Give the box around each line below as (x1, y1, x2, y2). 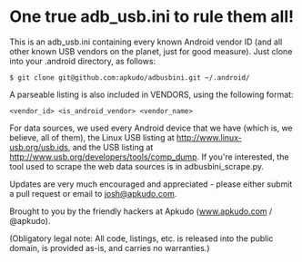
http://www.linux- (176, 131, 243, 142)
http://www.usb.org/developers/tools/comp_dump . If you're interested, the (9, 151, 289, 162)
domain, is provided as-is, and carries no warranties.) (9, 242, 211, 253)
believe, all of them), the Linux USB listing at (9, 131, 175, 142)
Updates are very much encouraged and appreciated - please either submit (9, 179, 293, 189)
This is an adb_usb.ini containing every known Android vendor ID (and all (9, 36, 283, 47)
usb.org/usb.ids (9, 141, 68, 152)
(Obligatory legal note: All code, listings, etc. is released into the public (9, 233, 274, 244)
